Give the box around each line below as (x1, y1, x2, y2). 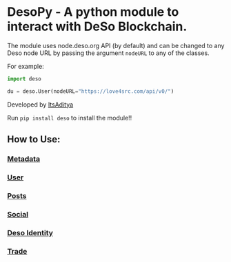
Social (7, 209, 29, 219)
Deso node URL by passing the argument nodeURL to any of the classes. (7, 49, 210, 57)
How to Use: (7, 133, 61, 145)
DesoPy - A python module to (7, 4, 179, 20)
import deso (7, 75, 41, 83)
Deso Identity (7, 228, 54, 237)
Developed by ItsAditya (7, 100, 74, 109)
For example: (7, 62, 45, 70)
